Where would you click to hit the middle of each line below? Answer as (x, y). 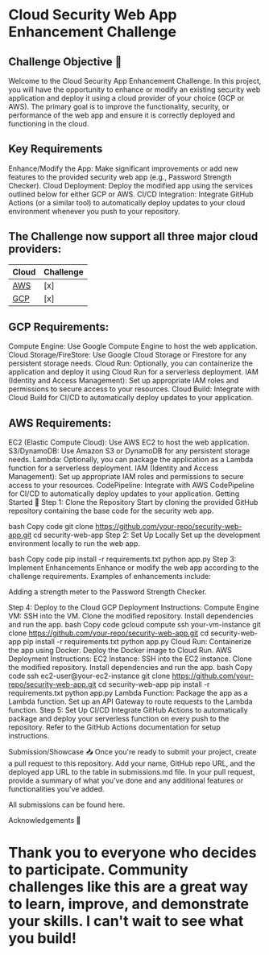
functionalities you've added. (56, 789)
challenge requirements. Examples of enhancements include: (110, 577)
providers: (35, 249)
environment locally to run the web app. (74, 544)
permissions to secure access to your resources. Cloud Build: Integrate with (134, 389)
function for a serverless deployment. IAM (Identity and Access (114, 468)
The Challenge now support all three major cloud (133, 236)
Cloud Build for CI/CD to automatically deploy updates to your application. (131, 398)
